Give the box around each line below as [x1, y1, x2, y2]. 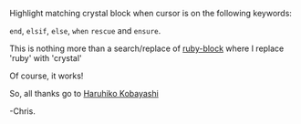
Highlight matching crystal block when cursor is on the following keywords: [9, 8, 292, 18]
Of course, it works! [9, 70, 84, 81]
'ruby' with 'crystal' [9, 53, 82, 63]
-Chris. [9, 106, 36, 117]
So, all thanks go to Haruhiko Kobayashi [9, 88, 160, 98]
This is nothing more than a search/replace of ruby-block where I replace [9, 43, 285, 54]
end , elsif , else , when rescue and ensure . [9, 26, 161, 36]
